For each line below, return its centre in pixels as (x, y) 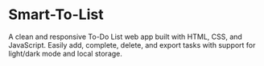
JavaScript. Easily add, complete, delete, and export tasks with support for (132, 45)
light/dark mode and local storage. (66, 53)
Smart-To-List (56, 15)
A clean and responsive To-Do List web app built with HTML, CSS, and (126, 37)
